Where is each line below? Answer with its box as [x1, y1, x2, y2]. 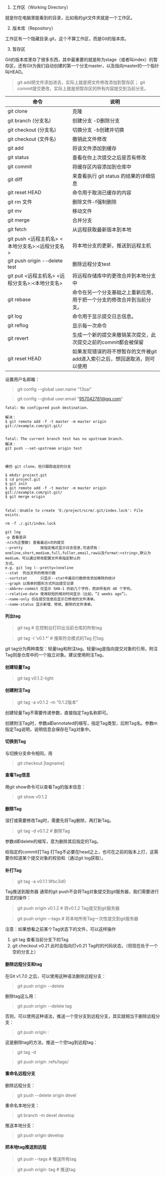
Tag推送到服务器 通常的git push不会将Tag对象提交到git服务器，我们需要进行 [5, 888, 159, 895]
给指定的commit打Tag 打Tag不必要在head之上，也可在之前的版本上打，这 [5, 849, 154, 855]
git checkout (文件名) [7, 136, 56, 142]
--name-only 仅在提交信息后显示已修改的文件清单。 [5, 597, 97, 602]
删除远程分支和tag [5, 961, 43, 967]
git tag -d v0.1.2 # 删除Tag [17, 828, 70, 834]
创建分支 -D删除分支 [72, 117, 120, 124]
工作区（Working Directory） [12, 4, 71, 10]
